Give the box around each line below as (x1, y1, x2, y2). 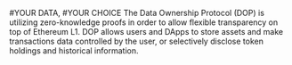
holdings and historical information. (9, 45, 139, 56)
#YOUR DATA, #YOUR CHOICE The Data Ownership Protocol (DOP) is (9, 8, 265, 18)
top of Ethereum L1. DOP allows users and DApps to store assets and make (9, 27, 284, 37)
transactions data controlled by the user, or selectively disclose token (9, 36, 264, 46)
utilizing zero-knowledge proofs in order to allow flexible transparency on (9, 17, 279, 28)
